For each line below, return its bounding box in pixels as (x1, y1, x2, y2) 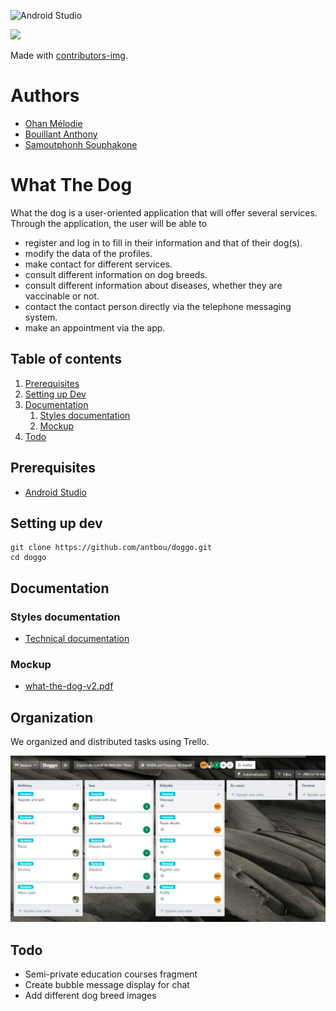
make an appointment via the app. (24, 321, 166, 334)
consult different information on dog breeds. (24, 268, 208, 280)
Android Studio (24, 486, 87, 498)
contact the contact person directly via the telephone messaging (24, 300, 292, 312)
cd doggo (10, 553, 47, 563)
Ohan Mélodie (24, 117, 83, 129)
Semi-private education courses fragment (24, 968, 198, 980)
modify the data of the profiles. (24, 247, 153, 259)
